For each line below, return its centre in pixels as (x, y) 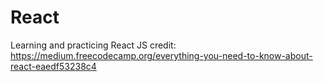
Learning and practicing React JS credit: (93, 45)
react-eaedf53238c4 (53, 66)
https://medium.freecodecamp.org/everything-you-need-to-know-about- (161, 55)
